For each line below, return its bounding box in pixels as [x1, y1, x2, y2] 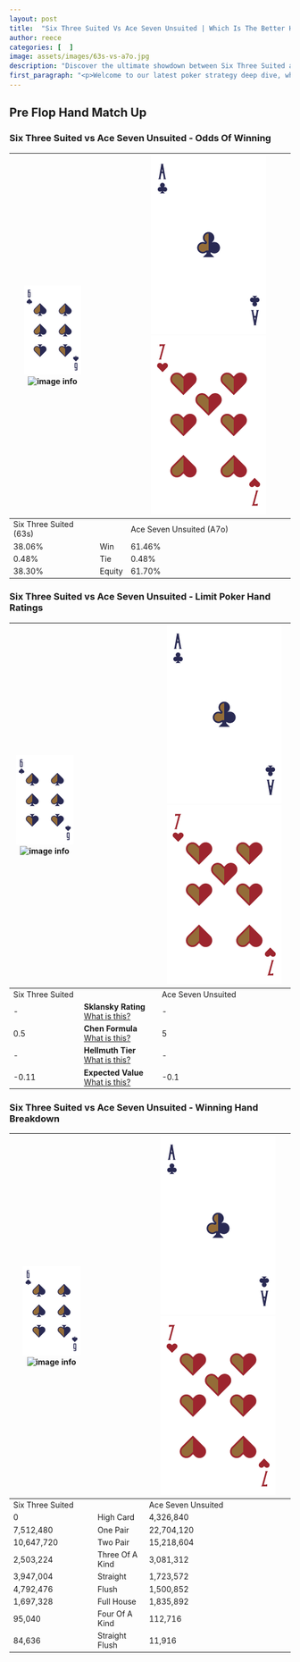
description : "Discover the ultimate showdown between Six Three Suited [9, 62, 286, 71]
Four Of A [97, 1608, 133, 1619]
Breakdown [9, 1112, 60, 1125]
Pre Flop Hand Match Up [9, 105, 147, 121]
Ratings [9, 601, 44, 614]
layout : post [9, 14, 58, 23]
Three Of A [97, 1549, 138, 1560]
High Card [97, 1512, 136, 1523]
